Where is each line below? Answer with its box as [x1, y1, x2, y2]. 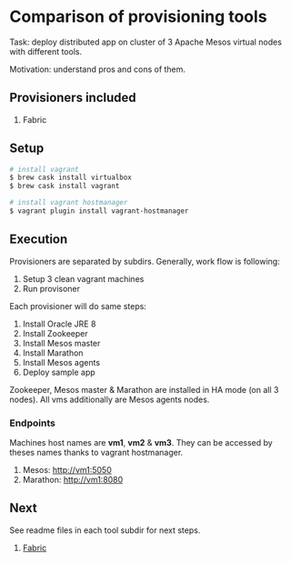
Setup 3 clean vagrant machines [22, 273, 145, 284]
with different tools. [9, 45, 83, 56]
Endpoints [9, 416, 56, 429]
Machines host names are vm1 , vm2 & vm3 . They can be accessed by [9, 437, 273, 448]
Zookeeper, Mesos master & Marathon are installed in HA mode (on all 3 [9, 384, 279, 395]
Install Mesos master [22, 337, 101, 348]
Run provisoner [22, 283, 80, 294]
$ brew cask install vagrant [9, 182, 120, 191]
